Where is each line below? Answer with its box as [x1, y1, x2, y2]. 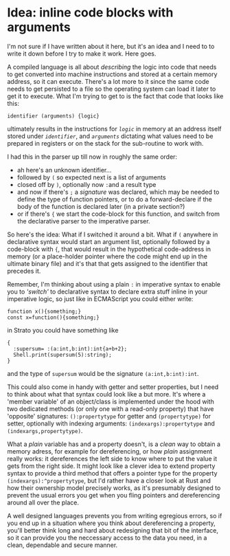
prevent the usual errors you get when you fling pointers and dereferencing [7, 491, 220, 499]
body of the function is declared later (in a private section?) [16, 202, 185, 210]
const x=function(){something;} [7, 314, 100, 321]
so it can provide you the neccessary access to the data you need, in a [7, 533, 207, 542]
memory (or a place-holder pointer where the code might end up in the [7, 252, 208, 260]
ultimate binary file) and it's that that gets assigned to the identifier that [7, 259, 208, 267]
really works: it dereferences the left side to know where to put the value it [7, 454, 218, 463]
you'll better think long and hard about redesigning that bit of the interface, [7, 526, 218, 534]
